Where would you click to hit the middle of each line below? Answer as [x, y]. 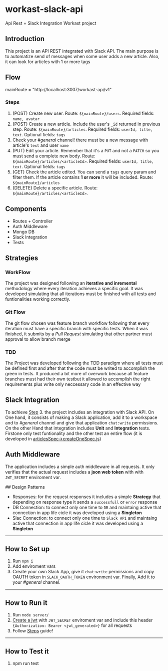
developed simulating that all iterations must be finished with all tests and [80, 294]
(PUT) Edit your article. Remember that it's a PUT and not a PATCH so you [86, 150]
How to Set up [27, 549]
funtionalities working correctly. [38, 299]
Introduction [25, 39]
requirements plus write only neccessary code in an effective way [73, 384]
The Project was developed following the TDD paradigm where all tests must [84, 363]
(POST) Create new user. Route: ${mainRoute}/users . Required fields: [83, 113]
